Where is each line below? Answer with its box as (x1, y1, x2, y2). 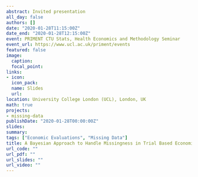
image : (6, 53, 22, 58)
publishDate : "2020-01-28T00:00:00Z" (6, 119, 99, 124)
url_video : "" (6, 162, 41, 168)
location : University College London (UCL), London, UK (6, 96, 146, 102)
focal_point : (11, 63, 44, 70)
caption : (11, 58, 33, 64)
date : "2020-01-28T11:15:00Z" (6, 25, 81, 31)
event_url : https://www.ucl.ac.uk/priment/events (6, 42, 131, 48)
